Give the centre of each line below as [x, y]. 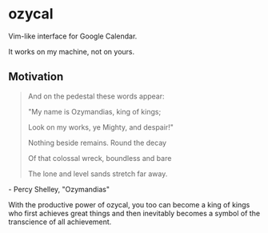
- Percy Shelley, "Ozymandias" [59, 189]
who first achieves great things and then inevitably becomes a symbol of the [134, 213]
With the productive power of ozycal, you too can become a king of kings [129, 204]
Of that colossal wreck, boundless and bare [100, 158]
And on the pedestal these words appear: [96, 96]
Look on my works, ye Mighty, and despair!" [100, 127]
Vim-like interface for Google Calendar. [73, 36]
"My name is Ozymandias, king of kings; [94, 111]
